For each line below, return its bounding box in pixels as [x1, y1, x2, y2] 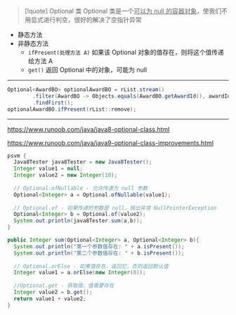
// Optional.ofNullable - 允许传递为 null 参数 [13, 185, 148, 192]
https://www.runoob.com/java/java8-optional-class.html [7, 125, 170, 133]
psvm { [7, 152, 27, 159]
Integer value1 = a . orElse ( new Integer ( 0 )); [13, 269, 146, 276]
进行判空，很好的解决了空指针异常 [43, 15, 142, 24]
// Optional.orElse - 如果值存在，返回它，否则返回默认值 [13, 262, 169, 269]
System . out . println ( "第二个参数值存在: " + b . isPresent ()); [13, 249, 185, 257]
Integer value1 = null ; [13, 165, 83, 173]
